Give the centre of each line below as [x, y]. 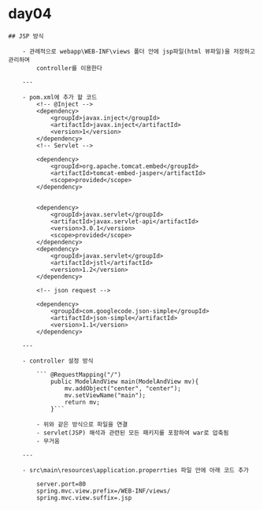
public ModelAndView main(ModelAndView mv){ [124, 382]
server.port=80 [61, 484]
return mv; [82, 402]
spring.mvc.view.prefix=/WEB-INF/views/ [104, 491]
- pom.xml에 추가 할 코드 [60, 97]
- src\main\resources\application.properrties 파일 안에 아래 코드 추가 [136, 470]
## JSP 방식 [26, 36]
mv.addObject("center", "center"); [122, 388]
